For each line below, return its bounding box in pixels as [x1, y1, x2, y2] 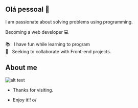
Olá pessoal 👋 [5, 5, 50, 14]
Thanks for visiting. [12, 87, 54, 93]
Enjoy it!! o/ [12, 97, 37, 103]
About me [5, 63, 37, 72]
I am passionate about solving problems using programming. [5, 18, 133, 25]
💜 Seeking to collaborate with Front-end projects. [5, 48, 111, 54]
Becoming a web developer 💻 [5, 29, 69, 35]
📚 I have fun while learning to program [5, 41, 90, 47]
